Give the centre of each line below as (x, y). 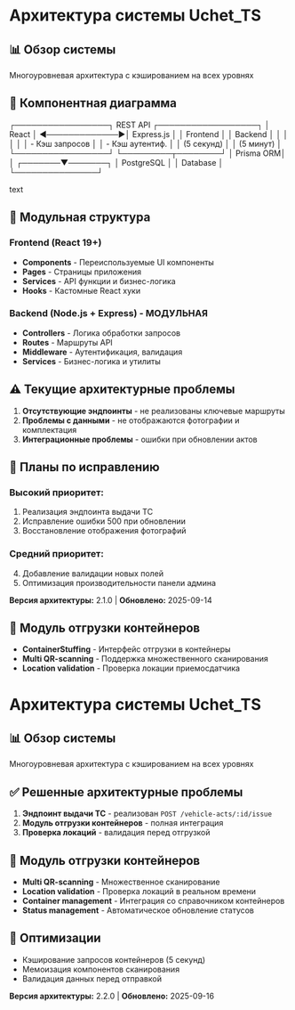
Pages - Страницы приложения (82, 272)
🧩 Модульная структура (80, 218)
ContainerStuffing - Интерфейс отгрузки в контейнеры (126, 649)
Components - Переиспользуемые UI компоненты (118, 262)
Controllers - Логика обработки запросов (101, 333)
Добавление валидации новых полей (93, 573)
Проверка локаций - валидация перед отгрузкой (116, 833)
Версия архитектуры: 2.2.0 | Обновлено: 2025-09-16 (112, 996)
